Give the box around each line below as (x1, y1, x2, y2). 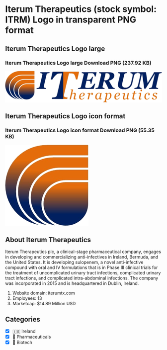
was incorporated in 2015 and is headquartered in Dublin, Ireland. (5, 280, 139, 286)
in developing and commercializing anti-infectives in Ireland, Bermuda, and (5, 254, 159, 260)
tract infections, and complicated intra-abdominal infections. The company (5, 275, 159, 281)
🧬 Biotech (12, 340, 32, 346)
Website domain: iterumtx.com (12, 290, 76, 296)
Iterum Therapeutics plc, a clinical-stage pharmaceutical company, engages (5, 249, 162, 255)
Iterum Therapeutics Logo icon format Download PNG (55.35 (5, 127, 155, 134)
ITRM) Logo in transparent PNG (5, 14, 137, 25)
